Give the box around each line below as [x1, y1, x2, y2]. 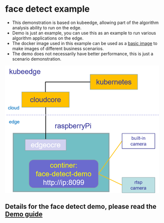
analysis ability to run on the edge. [12, 24, 82, 30]
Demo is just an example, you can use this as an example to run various [12, 30, 156, 36]
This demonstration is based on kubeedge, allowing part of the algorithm [12, 20, 159, 25]
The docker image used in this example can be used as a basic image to [12, 40, 158, 46]
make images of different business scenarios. [12, 45, 104, 51]
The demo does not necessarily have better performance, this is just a [12, 50, 154, 57]
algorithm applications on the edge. [12, 35, 84, 41]
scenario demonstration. [12, 56, 62, 62]
